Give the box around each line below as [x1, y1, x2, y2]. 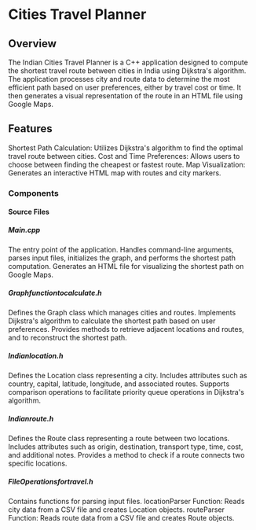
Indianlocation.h [8, 351, 64, 360]
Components [8, 187, 59, 198]
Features [8, 122, 53, 135]
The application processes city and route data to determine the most [8, 75, 230, 83]
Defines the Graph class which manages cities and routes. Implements [8, 308, 236, 318]
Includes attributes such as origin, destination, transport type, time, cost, [8, 442, 243, 451]
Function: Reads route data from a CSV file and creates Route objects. [8, 513, 235, 523]
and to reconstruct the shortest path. [8, 333, 127, 343]
